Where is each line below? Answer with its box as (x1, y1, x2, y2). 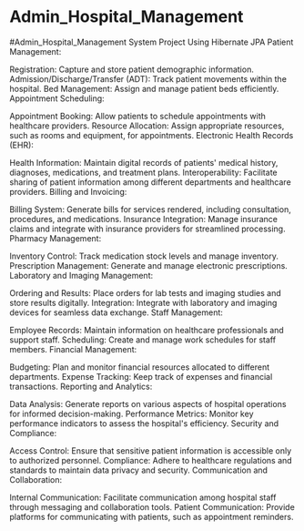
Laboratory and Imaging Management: (9, 270, 154, 281)
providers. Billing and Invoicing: (9, 186, 127, 197)
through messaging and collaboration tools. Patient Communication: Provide (9, 501, 296, 512)
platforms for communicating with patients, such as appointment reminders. (9, 511, 294, 522)
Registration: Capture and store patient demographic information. (9, 64, 255, 75)
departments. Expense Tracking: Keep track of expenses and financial (9, 371, 273, 382)
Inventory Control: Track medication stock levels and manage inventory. (9, 250, 279, 261)
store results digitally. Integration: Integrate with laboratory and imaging (9, 297, 278, 308)
